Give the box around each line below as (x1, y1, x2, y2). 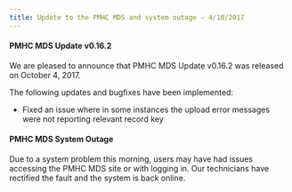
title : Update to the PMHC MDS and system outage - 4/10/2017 (9, 12, 245, 22)
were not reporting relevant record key (21, 113, 165, 124)
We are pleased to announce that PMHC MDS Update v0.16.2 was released (9, 60, 284, 71)
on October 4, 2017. (9, 69, 81, 80)
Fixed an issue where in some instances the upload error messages (21, 104, 270, 115)
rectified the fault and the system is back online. (9, 172, 186, 183)
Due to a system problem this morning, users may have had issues (9, 154, 254, 164)
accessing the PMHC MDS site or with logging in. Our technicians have (9, 164, 270, 174)
